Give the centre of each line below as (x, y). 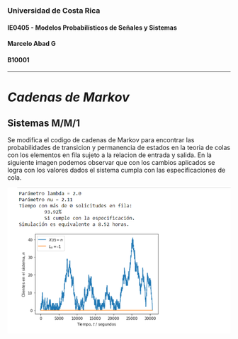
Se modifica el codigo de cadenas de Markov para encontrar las (101, 140)
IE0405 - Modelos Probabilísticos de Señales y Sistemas (92, 28)
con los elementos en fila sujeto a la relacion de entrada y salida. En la (110, 155)
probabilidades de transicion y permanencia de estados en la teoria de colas (119, 148)
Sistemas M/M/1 (44, 123)
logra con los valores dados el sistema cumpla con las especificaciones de (117, 170)
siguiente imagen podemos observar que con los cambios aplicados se (111, 163)
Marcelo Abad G (32, 44)
